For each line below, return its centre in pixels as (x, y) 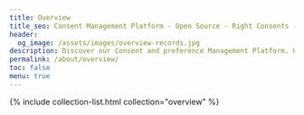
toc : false (30, 68)
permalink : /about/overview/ (64, 59)
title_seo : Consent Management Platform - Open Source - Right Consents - (153, 26)
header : (24, 34)
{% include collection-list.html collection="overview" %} (114, 102)
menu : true (30, 76)
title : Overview (40, 18)
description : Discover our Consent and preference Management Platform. (149, 51)
